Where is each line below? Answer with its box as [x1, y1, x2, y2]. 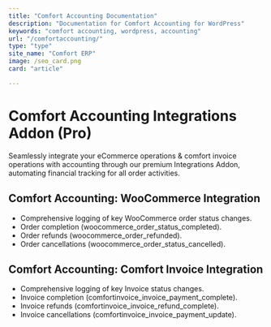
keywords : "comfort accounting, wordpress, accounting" [8, 27, 201, 35]
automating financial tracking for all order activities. [8, 168, 180, 178]
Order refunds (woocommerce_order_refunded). [19, 230, 183, 240]
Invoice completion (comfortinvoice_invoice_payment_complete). [19, 293, 238, 303]
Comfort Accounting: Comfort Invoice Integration [8, 262, 264, 276]
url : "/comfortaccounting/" [8, 34, 104, 43]
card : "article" [8, 65, 63, 73]
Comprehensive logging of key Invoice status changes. [19, 284, 204, 294]
